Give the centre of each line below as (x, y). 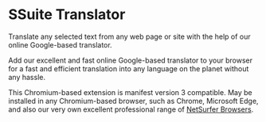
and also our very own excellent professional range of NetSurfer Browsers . (131, 109)
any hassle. (27, 77)
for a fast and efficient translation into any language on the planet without (129, 68)
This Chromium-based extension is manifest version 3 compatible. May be (130, 92)
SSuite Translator (67, 15)
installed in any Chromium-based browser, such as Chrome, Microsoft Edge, (133, 101)
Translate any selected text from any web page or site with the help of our (129, 36)
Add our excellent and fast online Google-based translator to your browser (131, 60)
